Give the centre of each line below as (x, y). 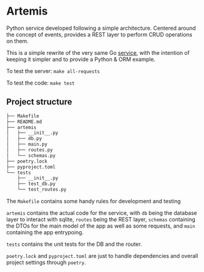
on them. (17, 41)
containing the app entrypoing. (45, 232)
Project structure (39, 102)
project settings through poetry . (46, 262)
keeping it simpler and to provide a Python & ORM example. (81, 59)
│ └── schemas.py (31, 155)
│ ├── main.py (27, 144)
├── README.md (24, 122)
